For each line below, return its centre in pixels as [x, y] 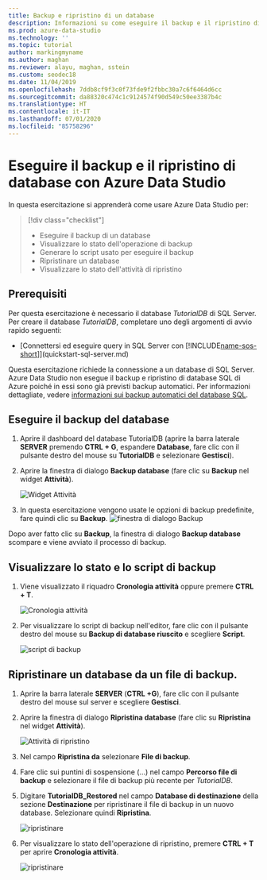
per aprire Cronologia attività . [69, 851]
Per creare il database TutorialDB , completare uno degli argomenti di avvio [130, 322]
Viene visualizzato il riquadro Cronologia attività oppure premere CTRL [137, 587]
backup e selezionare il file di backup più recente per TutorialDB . [126, 780]
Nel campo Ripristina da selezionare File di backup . [105, 756]
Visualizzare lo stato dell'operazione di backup [116, 244]
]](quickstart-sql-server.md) [83, 353]
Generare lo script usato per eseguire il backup [117, 252]
